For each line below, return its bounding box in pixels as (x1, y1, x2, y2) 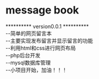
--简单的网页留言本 (5, 30, 52, 37)
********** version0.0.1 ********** (5, 23, 89, 30)
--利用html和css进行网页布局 (5, 44, 76, 51)
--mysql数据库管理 (5, 59, 51, 66)
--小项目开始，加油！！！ (5, 66, 67, 73)
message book (5, 4, 80, 17)
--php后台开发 (5, 51, 41, 59)
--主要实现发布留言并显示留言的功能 (5, 37, 93, 44)
